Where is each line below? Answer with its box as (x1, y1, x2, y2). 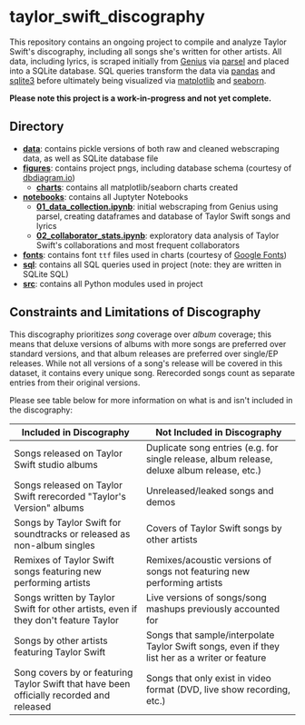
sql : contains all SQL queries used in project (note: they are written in (22, 259, 282, 270)
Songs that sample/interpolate (145, 629, 275, 641)
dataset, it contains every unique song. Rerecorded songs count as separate (9, 367, 295, 378)
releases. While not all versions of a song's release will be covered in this (9, 357, 283, 369)
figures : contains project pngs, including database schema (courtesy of (22, 162, 292, 174)
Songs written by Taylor (14, 591, 115, 603)
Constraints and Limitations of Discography (9, 304, 261, 320)
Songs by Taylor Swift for (14, 516, 122, 529)
